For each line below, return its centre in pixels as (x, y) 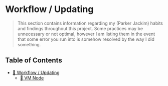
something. (29, 44)
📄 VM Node (32, 78)
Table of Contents (34, 61)
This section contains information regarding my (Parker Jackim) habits (90, 23)
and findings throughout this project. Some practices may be (80, 28)
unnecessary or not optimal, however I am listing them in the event (86, 34)
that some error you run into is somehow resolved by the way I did (86, 39)
